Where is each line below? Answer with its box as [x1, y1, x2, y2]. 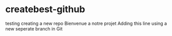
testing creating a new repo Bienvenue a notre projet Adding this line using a [5, 20, 167, 26]
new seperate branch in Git [5, 25, 63, 31]
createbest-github [5, 4, 86, 15]
